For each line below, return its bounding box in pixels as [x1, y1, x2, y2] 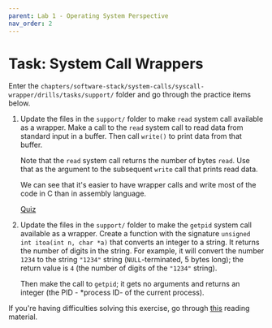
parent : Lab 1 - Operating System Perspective [8, 11, 169, 20]
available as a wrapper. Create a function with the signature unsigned [19, 229, 251, 239]
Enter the [8, 81, 39, 91]
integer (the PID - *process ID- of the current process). [19, 287, 205, 297]
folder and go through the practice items [115, 90, 252, 100]
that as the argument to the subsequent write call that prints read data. [19, 164, 258, 175]
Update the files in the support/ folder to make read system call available [19, 114, 264, 124]
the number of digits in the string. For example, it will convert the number [19, 246, 265, 256]
